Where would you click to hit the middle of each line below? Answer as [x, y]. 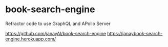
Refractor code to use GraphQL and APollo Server [58, 24]
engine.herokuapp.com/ [31, 39]
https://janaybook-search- [135, 33]
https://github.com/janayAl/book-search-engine [56, 33]
